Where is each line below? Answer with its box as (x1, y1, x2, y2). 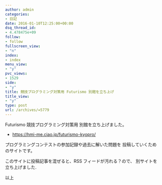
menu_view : (5, 62, 27, 67)
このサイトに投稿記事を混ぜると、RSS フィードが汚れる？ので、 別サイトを (5, 158, 158, 164)
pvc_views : (5, 71, 27, 76)
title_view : (5, 94, 29, 99)
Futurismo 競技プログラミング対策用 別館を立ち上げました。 (5, 121, 127, 128)
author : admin (5, 7, 34, 12)
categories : (5, 12, 29, 17)
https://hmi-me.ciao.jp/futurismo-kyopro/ (12, 131, 96, 137)
